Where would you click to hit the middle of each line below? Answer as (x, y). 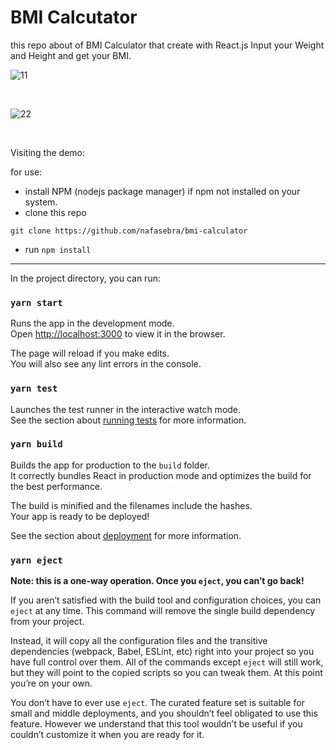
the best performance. (56, 486)
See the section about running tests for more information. (128, 420)
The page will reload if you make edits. (90, 353)
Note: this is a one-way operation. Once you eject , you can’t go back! (157, 581)
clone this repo (55, 212)
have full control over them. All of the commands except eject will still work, (167, 662)
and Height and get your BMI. (71, 55)
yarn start (36, 302)
